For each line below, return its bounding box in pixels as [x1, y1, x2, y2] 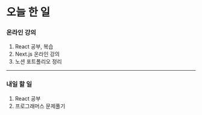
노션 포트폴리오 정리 [14, 58, 62, 65]
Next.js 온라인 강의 [14, 50, 60, 57]
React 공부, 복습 [14, 43, 54, 50]
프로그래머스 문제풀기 [14, 102, 66, 110]
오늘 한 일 [6, 5, 50, 19]
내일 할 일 [6, 80, 32, 89]
